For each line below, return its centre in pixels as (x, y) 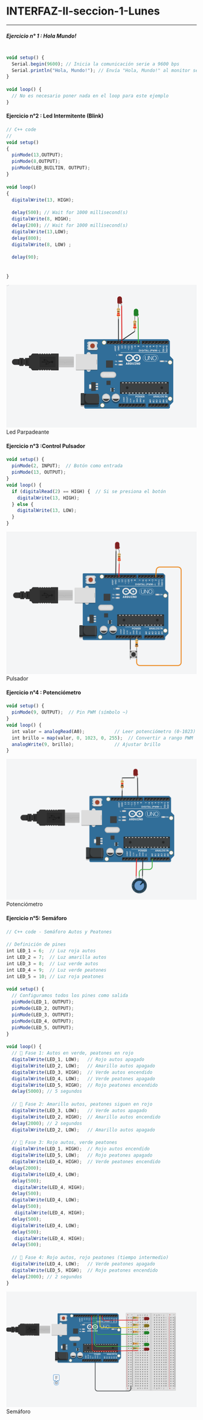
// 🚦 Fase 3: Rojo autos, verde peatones (65, 1143)
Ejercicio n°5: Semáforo (37, 918)
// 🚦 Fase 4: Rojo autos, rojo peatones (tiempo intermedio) (90, 1258)
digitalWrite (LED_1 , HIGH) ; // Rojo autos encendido (81, 1149)
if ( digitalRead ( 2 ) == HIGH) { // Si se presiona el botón (89, 491)
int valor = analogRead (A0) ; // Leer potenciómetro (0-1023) (104, 731)
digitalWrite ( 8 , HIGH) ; (41, 219)
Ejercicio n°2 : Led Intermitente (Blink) (55, 116)
